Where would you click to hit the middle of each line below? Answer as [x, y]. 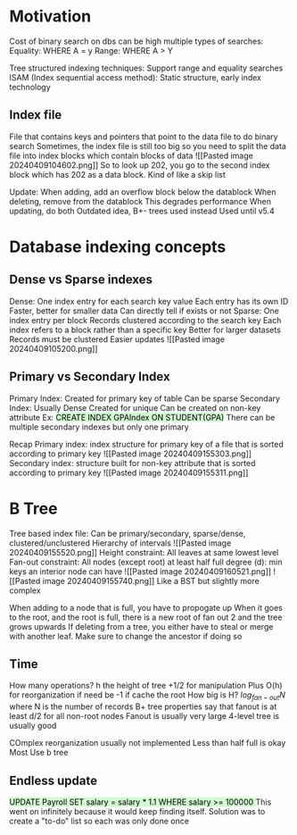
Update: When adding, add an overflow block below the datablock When [143, 192]
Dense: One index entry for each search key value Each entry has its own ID [149, 301]
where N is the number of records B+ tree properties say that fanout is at [143, 706]
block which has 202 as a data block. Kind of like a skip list [117, 174]
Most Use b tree [39, 753]
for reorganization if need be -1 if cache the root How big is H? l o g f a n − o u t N [147, 696]
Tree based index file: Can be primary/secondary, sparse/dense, [128, 533]
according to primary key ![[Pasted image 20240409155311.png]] [129, 472]
